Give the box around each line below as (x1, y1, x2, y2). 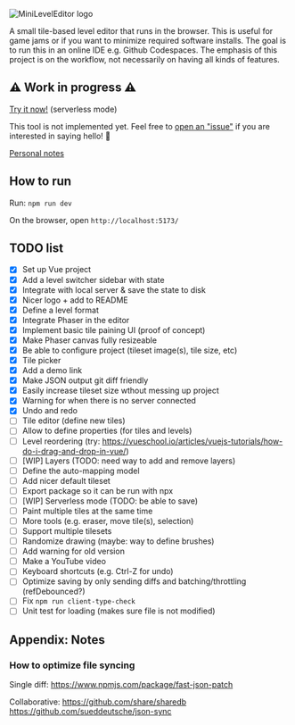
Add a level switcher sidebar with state (21, 274, 165, 285)
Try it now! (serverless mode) (9, 104, 118, 114)
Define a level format (21, 304, 100, 315)
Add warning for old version (21, 546, 125, 557)
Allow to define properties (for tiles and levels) (21, 425, 193, 437)
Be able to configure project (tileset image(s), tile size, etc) (21, 345, 238, 355)
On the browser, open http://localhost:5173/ (9, 214, 179, 225)
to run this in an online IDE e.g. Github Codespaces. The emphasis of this (9, 45, 278, 55)
